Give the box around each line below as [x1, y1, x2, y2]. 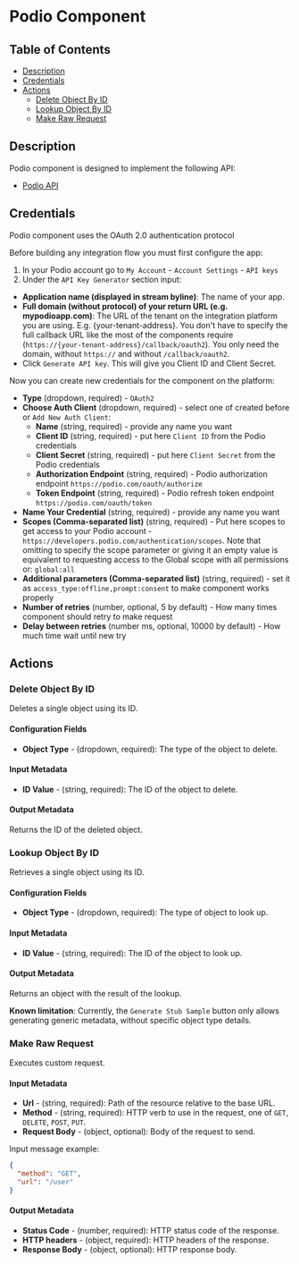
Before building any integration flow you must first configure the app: [9, 247, 263, 258]
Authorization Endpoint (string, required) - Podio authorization [35, 468, 268, 479]
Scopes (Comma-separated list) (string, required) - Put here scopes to [21, 516, 286, 527]
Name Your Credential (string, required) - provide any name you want [21, 506, 280, 517]
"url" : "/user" [17, 1178, 74, 1187]
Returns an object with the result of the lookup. [9, 988, 182, 998]
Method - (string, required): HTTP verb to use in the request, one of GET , [21, 1107, 288, 1118]
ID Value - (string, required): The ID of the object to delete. [21, 784, 238, 794]
